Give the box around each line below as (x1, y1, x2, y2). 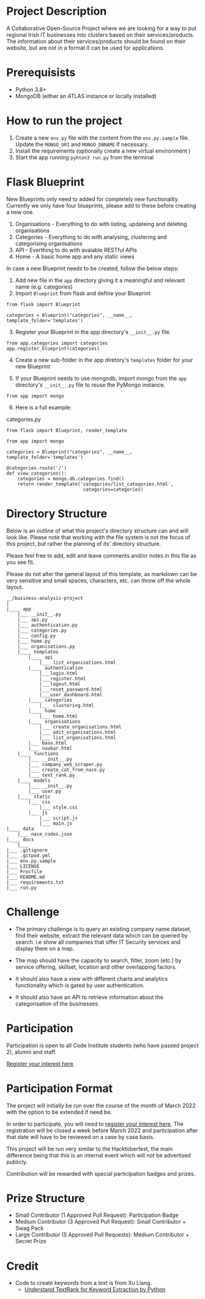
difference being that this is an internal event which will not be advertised (6, 1151, 191, 1159)
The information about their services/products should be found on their (6, 37, 186, 45)
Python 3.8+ (15, 86, 47, 93)
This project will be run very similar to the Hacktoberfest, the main (6, 1145, 173, 1153)
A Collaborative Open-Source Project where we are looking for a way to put (6, 25, 197, 32)
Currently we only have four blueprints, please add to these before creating (6, 202, 196, 209)
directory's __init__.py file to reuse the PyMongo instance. (15, 381, 166, 388)
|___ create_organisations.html (39, 724, 122, 730)
